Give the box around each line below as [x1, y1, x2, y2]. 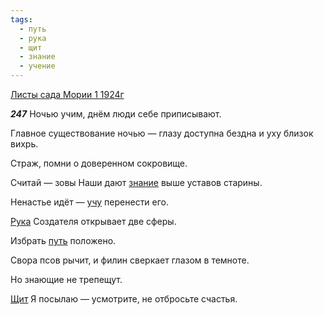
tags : [10, 14, 33, 25]
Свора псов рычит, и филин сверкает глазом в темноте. [10, 254, 250, 266]
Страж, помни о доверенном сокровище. [10, 157, 188, 169]
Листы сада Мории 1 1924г [10, 89, 125, 100]
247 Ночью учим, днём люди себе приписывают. [10, 108, 222, 120]
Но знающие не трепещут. [10, 274, 123, 285]
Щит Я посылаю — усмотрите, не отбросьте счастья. [10, 293, 238, 305]
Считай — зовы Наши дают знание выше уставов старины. [10, 177, 263, 188]
